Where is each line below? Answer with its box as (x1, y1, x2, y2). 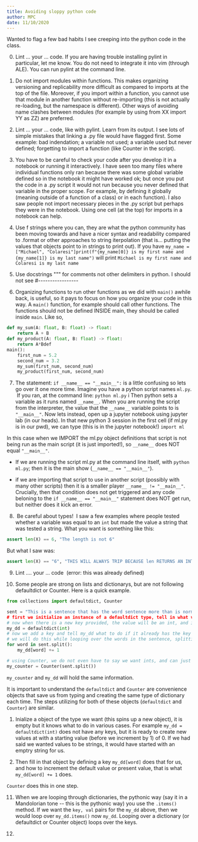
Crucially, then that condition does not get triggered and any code (15, 489, 175, 496)
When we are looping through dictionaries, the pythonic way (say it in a (15, 793, 188, 801)
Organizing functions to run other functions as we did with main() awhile (15, 289, 191, 296)
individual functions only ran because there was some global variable (15, 169, 183, 176)
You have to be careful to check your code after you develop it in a (15, 157, 177, 164)
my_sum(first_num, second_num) (17, 363, 94, 369)
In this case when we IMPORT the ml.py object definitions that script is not (6, 435, 187, 442)
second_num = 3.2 (17, 357, 60, 364)
